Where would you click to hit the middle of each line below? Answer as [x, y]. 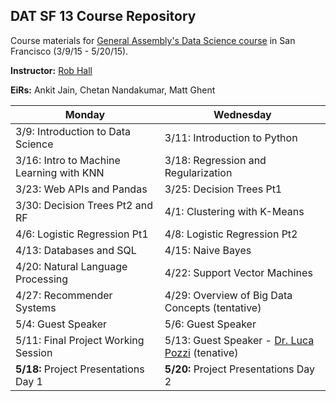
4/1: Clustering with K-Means [234, 211]
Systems [36, 307]
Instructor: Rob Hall [51, 70]
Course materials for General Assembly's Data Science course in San [153, 40]
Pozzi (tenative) [201, 352]
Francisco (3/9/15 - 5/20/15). [69, 51]
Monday [85, 114]
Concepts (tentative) [213, 307]
